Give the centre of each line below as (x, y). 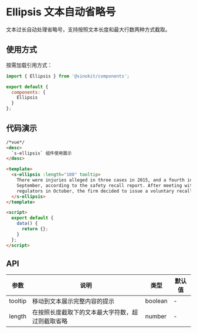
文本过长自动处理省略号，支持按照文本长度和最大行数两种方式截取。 (88, 29)
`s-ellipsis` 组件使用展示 (42, 153)
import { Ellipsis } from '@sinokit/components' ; (68, 76)
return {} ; (35, 229)
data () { (27, 224)
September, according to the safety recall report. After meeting (99, 186)
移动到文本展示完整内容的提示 (73, 301)
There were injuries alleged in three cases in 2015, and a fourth (101, 180)
